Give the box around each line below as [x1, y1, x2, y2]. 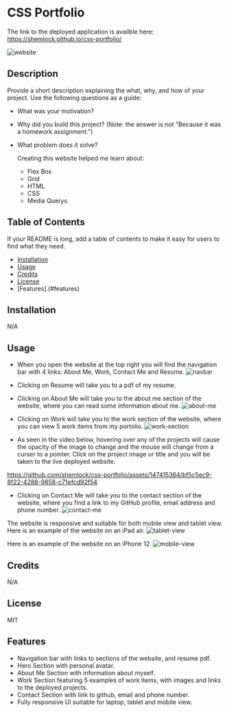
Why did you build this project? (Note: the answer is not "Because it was [16, 120, 221, 128]
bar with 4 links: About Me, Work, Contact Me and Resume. [16, 368, 185, 376]
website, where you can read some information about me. [16, 401, 180, 410]
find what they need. [7, 242, 66, 250]
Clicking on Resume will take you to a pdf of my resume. [16, 381, 176, 389]
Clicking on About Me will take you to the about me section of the [16, 395, 202, 403]
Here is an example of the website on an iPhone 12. [7, 540, 152, 548]
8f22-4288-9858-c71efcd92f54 [7, 478, 98, 487]
